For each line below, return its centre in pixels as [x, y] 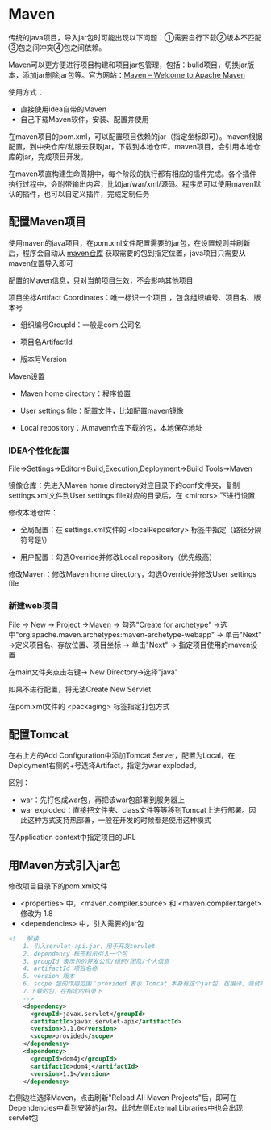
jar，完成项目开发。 [55, 156]
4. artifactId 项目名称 [60, 969]
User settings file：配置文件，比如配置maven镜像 [102, 410]
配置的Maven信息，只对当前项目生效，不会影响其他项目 [101, 280]
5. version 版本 [49, 977]
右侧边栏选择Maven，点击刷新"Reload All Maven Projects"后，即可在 [123, 1098]
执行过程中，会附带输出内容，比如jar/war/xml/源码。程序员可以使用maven [131, 183]
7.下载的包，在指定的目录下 [63, 991]
